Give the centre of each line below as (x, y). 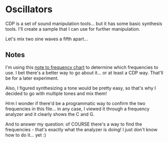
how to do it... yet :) (26, 135)
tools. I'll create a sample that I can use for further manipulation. (73, 29)
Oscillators (29, 9)
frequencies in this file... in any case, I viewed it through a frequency (77, 109)
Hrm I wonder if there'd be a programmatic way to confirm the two (76, 103)
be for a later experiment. (32, 78)
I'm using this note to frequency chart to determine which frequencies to (82, 67)
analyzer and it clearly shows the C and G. (50, 114)
